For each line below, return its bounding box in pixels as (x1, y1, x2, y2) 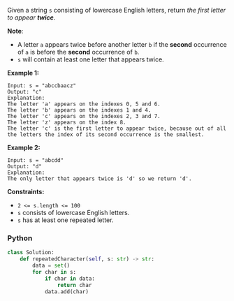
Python (7, 233, 33, 243)
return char (57, 281, 92, 288)
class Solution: (7, 249, 54, 256)
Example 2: (7, 143, 41, 152)
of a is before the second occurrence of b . (17, 48, 140, 56)
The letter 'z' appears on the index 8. (7, 119, 127, 126)
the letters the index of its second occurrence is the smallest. (7, 131, 205, 138)
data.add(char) (44, 288, 89, 295)
